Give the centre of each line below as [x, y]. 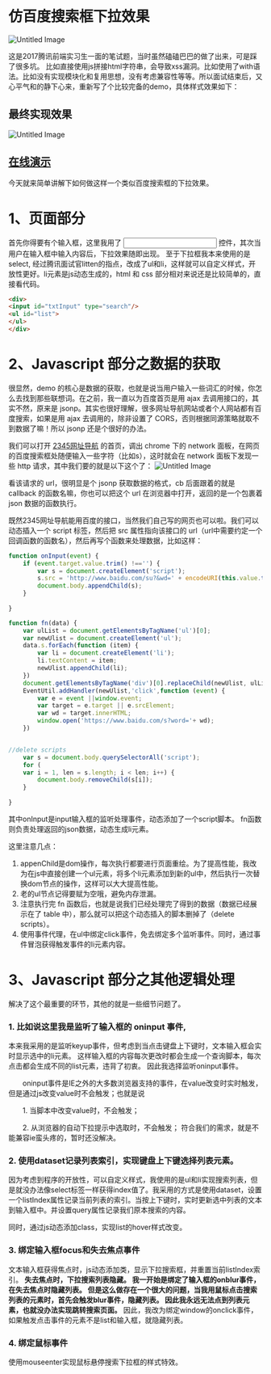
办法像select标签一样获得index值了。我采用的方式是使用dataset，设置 [146, 1190]
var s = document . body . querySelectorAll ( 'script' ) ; [111, 757]
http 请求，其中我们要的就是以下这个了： [85, 466]
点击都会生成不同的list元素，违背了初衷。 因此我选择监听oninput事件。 [126, 1066]
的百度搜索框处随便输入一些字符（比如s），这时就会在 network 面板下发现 [130, 455]
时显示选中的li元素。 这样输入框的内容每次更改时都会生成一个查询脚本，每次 [135, 1056]
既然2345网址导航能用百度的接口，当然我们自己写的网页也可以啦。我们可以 [134, 520]
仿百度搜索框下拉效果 [79, 17]
